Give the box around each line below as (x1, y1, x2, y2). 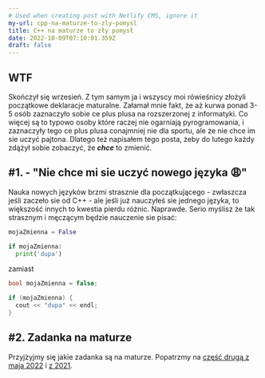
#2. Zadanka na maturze (8, 331, 132, 345)
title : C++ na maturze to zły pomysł (8, 26, 134, 34)
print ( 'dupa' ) (15, 250, 62, 258)
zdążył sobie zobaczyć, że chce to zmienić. (8, 143, 152, 152)
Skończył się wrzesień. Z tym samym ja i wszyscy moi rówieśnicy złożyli (8, 92, 246, 101)
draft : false (8, 41, 52, 49)
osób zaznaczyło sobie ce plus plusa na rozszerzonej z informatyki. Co (14, 108, 249, 118)
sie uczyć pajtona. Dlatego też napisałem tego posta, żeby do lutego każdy (8, 134, 255, 144)
